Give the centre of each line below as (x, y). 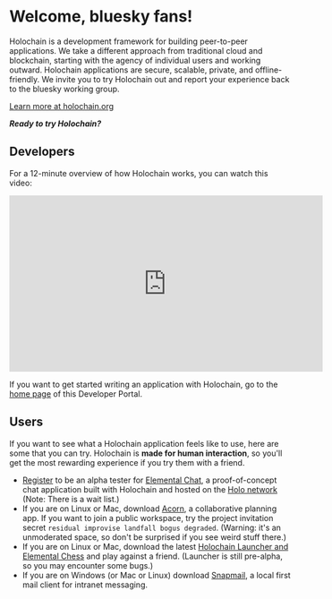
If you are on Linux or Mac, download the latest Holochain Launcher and (155, 546)
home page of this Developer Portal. (76, 394)
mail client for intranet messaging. (85, 585)
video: (21, 183)
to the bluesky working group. (64, 89)
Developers (42, 152)
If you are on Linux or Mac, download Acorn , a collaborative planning (149, 509)
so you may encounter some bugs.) (88, 565)
